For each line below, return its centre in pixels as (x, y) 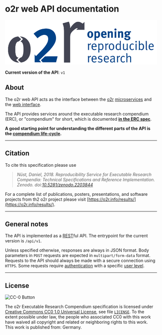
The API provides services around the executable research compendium (77, 114)
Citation (17, 153)
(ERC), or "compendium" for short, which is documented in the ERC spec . (78, 119)
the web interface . (23, 104)
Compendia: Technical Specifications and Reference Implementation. (86, 179)
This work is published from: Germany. (43, 327)
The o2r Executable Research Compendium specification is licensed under (79, 307)
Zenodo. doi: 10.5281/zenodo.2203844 (55, 185)
